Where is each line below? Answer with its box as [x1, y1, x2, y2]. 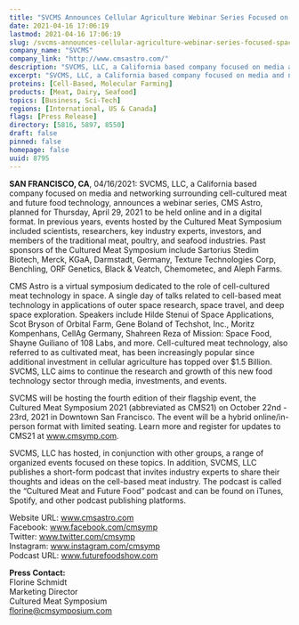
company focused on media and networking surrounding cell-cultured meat [9, 188, 287, 199]
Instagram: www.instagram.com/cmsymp [9, 540, 160, 551]
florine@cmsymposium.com [9, 605, 113, 615]
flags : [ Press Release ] [9, 112, 98, 121]
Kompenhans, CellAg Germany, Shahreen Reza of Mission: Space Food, [9, 328, 272, 338]
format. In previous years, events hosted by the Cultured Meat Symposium [9, 215, 282, 227]
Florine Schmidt [9, 576, 68, 588]
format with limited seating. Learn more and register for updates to [36, 420, 281, 432]
